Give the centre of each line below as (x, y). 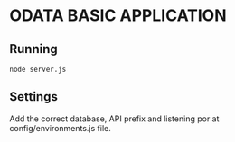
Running (34, 49)
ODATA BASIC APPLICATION (118, 16)
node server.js (38, 69)
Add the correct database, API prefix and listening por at (114, 119)
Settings (34, 97)
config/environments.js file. (60, 128)
